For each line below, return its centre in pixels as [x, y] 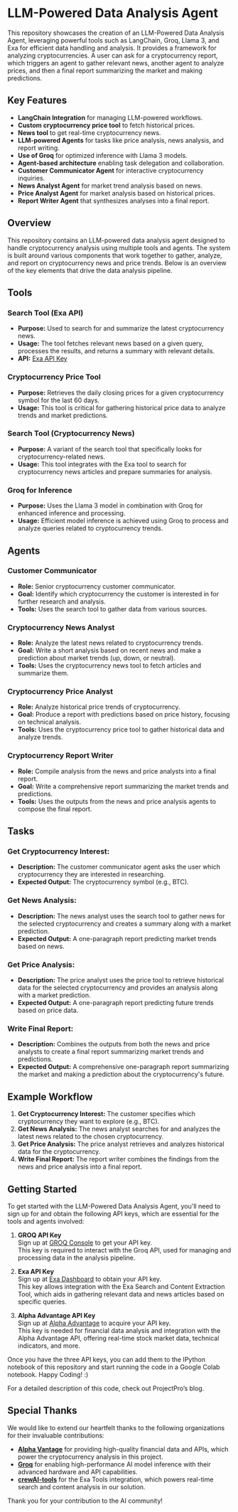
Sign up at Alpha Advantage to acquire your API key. [94, 1323]
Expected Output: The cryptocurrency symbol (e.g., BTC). [103, 882]
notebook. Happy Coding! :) [48, 1374]
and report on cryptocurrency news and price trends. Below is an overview [117, 263]
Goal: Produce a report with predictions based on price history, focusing [124, 714]
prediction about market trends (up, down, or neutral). [97, 658]
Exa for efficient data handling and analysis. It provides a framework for [112, 48]
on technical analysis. [49, 722]
